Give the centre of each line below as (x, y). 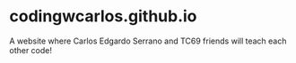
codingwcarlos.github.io (103, 16)
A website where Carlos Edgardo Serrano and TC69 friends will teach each (148, 41)
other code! (30, 50)
